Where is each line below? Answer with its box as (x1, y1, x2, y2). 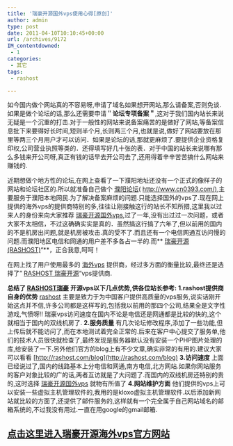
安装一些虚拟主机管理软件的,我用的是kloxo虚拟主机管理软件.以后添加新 (13, 388, 215, 397)
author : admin (7, 17, 49, 24)
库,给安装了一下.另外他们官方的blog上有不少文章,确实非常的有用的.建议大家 (7, 345, 223, 353)
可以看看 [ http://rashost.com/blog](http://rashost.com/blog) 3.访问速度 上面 (7, 354, 224, 362)
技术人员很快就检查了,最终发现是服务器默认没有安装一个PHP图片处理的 (19, 336, 223, 345)
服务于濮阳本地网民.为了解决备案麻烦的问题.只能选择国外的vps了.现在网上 (13, 194, 224, 202)
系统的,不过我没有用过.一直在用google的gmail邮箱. (13, 406, 158, 414)
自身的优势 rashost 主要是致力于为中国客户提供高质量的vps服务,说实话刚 (7, 292, 215, 301)
